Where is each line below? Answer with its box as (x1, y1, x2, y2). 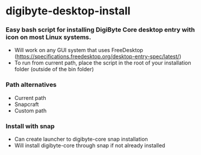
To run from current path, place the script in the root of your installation (14, 59, 191, 66)
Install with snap (5, 121, 55, 130)
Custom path (14, 107, 47, 114)
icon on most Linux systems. (5, 33, 91, 41)
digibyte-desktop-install (5, 4, 131, 18)
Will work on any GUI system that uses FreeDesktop (14, 47, 144, 54)
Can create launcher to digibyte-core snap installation (14, 136, 148, 143)
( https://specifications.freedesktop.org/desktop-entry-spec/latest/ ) (14, 53, 182, 60)
